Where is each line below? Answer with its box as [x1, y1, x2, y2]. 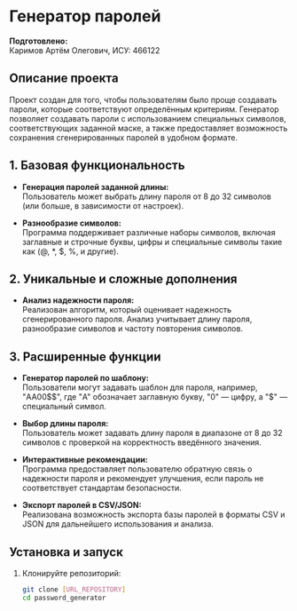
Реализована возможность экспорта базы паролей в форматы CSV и [21, 509, 285, 520]
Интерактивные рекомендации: [21, 455, 148, 465]
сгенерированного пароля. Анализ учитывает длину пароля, [21, 313, 253, 325]
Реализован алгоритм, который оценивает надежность [21, 305, 232, 315]
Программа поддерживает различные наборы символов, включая [21, 226, 277, 237]
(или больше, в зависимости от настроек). [21, 200, 184, 210]
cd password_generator [21, 593, 106, 602]
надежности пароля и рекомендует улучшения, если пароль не [21, 473, 264, 484]
